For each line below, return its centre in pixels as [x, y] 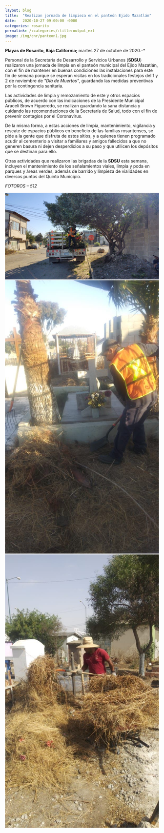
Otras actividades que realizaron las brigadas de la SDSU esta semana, [76, 161]
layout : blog [18, 10]
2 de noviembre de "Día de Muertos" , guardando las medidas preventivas [79, 81]
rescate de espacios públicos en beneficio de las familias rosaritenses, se [79, 131]
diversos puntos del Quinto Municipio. [43, 176]
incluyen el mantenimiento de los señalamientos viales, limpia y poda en [77, 166]
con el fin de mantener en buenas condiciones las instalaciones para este [79, 70]
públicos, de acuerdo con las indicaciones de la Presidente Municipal [75, 101]
